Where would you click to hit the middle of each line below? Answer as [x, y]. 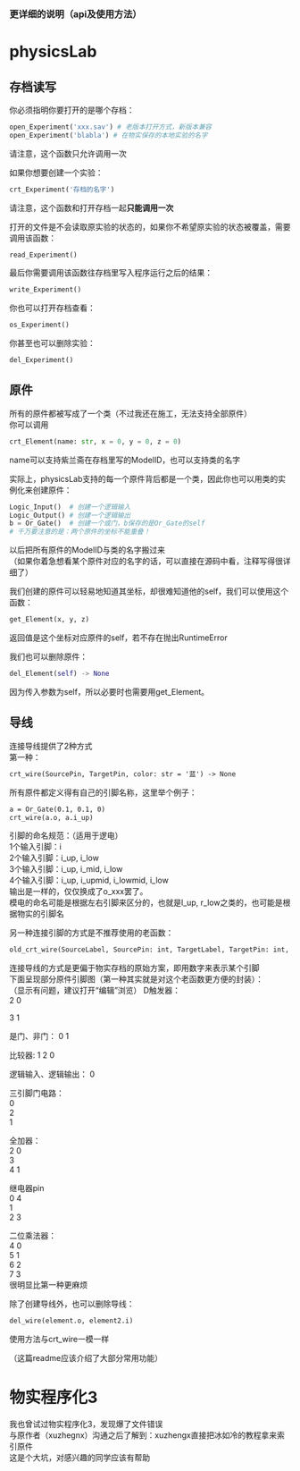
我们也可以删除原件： [48, 657]
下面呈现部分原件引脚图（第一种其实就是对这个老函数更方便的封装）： [136, 979]
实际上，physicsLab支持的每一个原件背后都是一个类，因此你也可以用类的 [144, 478]
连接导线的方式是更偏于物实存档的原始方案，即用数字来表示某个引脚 [134, 968]
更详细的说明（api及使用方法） [75, 13]
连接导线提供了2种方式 [51, 746]
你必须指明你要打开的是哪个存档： [72, 110]
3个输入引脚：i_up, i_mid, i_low [66, 869]
